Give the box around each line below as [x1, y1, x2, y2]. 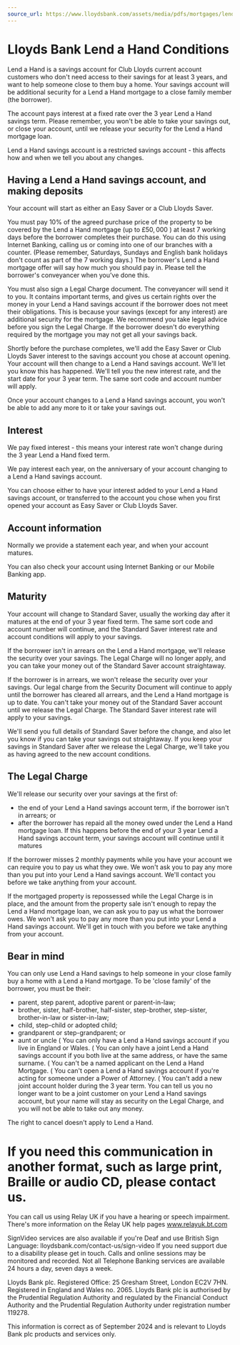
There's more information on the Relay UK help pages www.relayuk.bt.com [7, 1220, 228, 1229]
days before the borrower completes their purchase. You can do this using [7, 233, 226, 241]
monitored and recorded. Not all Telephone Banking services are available [7, 1256, 225, 1265]
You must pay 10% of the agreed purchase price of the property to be [7, 218, 213, 226]
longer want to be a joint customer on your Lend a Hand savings [17, 1089, 207, 1098]
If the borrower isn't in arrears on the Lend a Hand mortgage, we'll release [7, 646, 226, 654]
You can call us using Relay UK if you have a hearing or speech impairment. [7, 1212, 230, 1221]
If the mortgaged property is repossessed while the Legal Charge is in [7, 891, 214, 900]
